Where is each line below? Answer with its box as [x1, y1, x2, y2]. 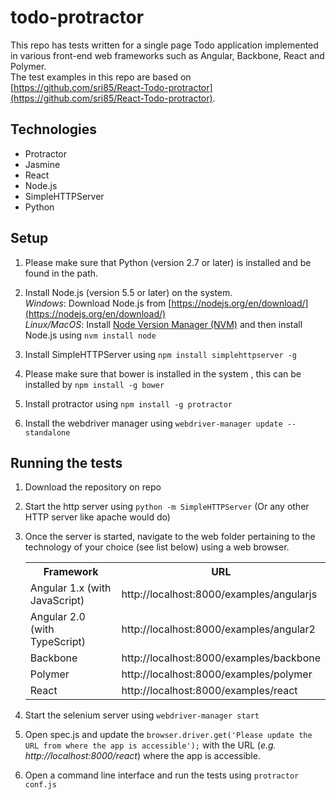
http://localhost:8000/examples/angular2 [121, 622, 316, 636]
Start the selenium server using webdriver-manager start [24, 709, 260, 721]
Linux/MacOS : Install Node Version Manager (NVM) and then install [24, 318, 303, 330]
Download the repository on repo [24, 481, 162, 493]
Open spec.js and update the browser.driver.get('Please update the [24, 729, 313, 741]
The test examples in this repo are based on [10, 71, 192, 83]
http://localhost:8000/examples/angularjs [121, 587, 318, 601]
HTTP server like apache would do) [24, 511, 171, 523]
